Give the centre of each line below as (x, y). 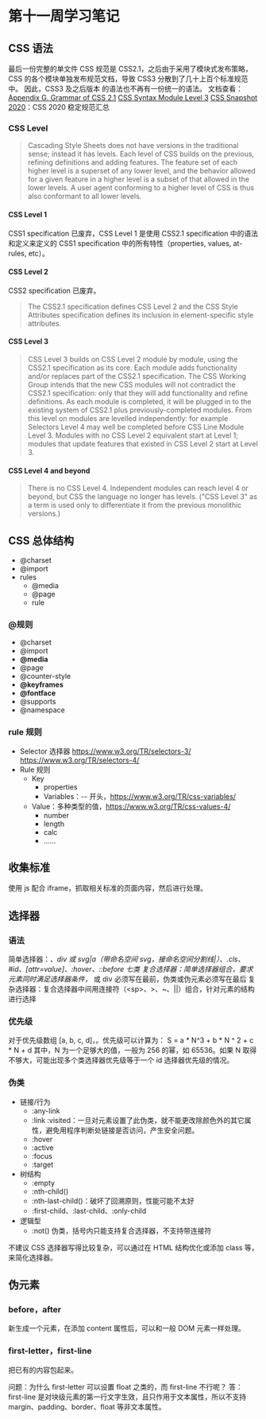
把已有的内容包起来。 (43, 1370)
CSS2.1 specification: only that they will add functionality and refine (138, 393)
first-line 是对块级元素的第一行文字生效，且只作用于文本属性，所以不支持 (127, 1397)
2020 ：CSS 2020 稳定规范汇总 (59, 107)
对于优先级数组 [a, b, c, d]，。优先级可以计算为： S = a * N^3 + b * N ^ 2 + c (131, 1040)
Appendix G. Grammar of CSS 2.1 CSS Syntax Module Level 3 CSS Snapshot (133, 97)
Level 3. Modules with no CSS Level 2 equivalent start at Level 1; (133, 435)
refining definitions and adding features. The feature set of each (133, 162)
